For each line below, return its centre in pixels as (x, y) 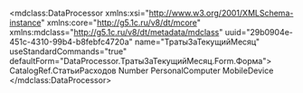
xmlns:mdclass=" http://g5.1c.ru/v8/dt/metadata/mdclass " (116, 32)
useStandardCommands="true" (68, 51)
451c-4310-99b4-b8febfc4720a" (71, 42)
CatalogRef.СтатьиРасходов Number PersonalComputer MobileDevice (142, 70)
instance (25, 23)
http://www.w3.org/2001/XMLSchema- (221, 13)
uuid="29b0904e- (259, 32)
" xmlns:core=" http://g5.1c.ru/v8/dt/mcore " (121, 23)
